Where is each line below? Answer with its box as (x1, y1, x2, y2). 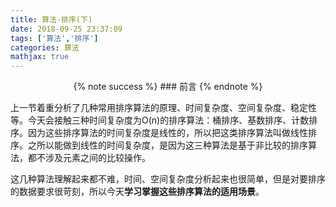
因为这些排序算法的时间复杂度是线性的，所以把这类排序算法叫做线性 (27, 127, 308, 139)
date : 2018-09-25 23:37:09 (10, 24, 123, 34)
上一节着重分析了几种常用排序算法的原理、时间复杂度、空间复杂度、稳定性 (10, 102, 317, 114)
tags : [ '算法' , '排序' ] (10, 33, 99, 43)
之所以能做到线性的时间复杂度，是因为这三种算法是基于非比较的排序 (27, 139, 308, 151)
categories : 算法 (10, 42, 80, 53)
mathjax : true (10, 52, 70, 62)
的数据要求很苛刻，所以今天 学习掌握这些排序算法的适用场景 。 (10, 186, 265, 198)
